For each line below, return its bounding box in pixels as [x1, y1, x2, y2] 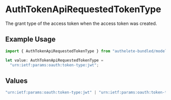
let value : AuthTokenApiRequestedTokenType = [5, 57, 103, 63]
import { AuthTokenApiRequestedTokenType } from [5, 48, 110, 54]
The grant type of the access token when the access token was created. [5, 20, 157, 26]
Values [5, 76, 28, 85]
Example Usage [5, 35, 56, 44]
